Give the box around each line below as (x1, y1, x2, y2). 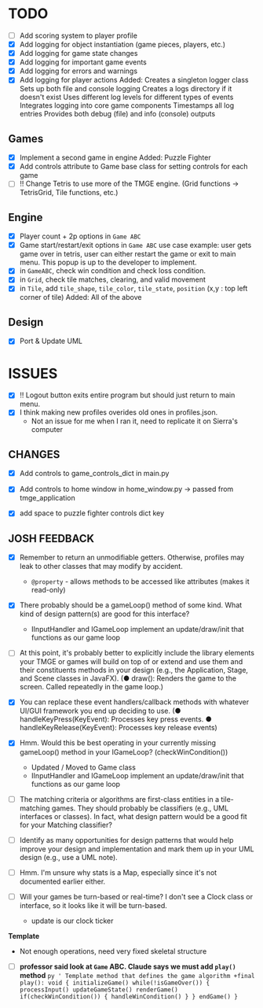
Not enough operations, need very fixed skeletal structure (19, 946, 207, 956)
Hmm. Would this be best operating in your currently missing (19, 738, 217, 748)
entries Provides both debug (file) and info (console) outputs (19, 109, 216, 119)
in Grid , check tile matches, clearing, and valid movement (19, 275, 206, 284)
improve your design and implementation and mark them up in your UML (19, 844, 254, 854)
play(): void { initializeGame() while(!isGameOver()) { (19, 979, 210, 987)
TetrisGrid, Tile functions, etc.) (19, 188, 119, 198)
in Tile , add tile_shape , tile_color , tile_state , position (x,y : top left (19, 284, 248, 294)
